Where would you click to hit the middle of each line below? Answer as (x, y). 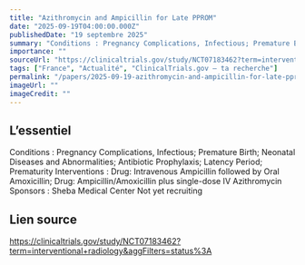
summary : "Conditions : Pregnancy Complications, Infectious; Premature (150, 43)
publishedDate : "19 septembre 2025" (79, 34)
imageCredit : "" (40, 93)
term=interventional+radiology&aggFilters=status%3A (111, 251)
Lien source (43, 219)
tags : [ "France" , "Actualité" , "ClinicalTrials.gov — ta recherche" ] (144, 69)
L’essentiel (40, 130)
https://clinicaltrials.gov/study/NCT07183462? (95, 241)
